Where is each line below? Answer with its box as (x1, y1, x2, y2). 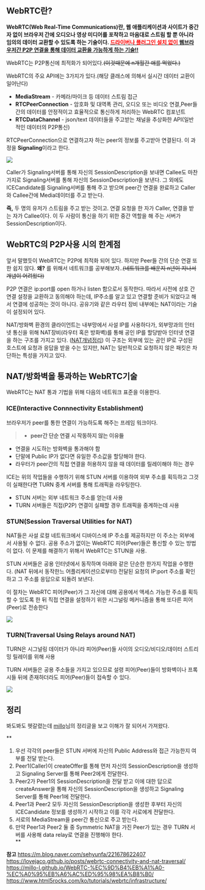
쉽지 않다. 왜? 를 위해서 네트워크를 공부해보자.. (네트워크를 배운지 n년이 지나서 (12, 264, 196, 272)
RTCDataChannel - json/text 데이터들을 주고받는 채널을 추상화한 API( (15, 116, 184, 123)
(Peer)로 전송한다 (6, 604, 49, 611)
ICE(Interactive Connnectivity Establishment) (6, 404, 144, 413)
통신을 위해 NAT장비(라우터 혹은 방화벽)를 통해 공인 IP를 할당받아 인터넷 (12, 328, 184, 336)
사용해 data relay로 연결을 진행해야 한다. (26, 831, 123, 839)
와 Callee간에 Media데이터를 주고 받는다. (6, 191, 105, 199)
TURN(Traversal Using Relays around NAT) (6, 631, 136, 639)
